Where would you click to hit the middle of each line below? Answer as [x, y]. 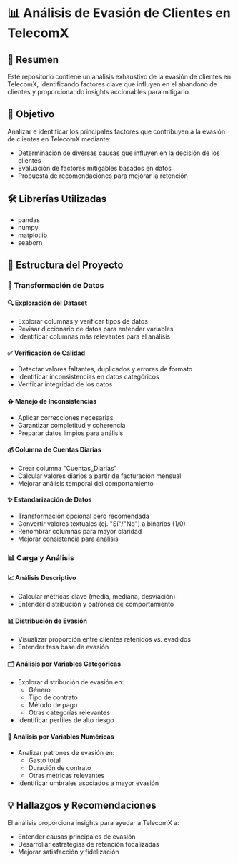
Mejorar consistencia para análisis [68, 539]
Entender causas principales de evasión [76, 837]
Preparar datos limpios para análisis [70, 433]
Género [40, 690]
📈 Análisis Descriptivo [42, 578]
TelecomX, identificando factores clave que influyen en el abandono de [113, 84]
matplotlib [33, 235]
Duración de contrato [60, 767]
